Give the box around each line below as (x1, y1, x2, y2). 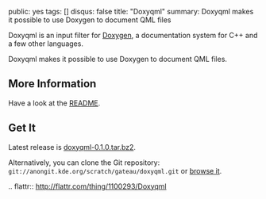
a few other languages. (8, 39, 83, 48)
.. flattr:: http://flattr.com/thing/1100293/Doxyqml (8, 182, 167, 191)
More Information (8, 77, 97, 90)
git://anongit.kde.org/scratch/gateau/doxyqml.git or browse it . (8, 166, 222, 175)
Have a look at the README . (8, 98, 101, 108)
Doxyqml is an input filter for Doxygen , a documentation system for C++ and (8, 31, 258, 40)
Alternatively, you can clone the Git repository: (8, 158, 160, 167)
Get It (8, 121, 36, 135)
